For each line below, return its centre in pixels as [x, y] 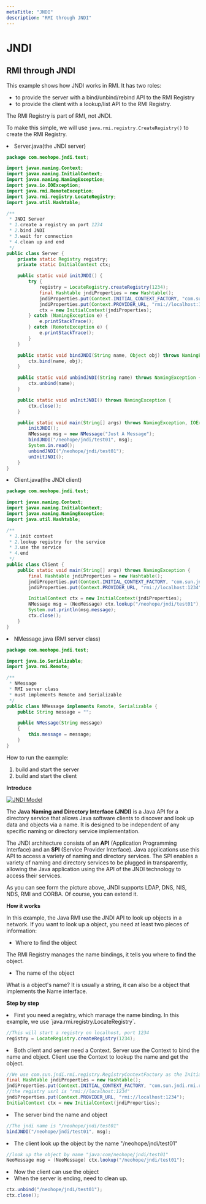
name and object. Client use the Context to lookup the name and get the [97, 1057]
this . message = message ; [60, 734]
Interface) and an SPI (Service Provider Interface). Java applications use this [103, 849]
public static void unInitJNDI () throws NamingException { [94, 400]
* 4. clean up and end [36, 242]
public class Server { [35, 253]
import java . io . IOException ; [44, 185]
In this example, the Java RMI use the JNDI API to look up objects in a [94, 918]
